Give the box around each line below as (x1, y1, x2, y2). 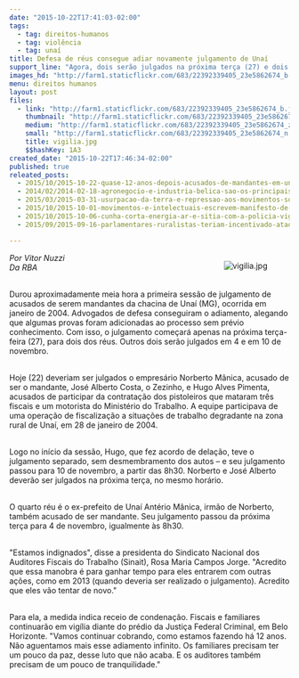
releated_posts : (9, 170, 69, 179)
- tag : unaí (17, 46, 62, 55)
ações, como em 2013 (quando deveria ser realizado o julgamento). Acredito (9, 576, 290, 586)
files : (9, 95, 34, 105)
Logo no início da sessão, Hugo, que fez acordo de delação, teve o (9, 446, 255, 457)
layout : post (9, 87, 58, 96)
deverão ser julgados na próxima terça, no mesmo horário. (9, 474, 224, 486)
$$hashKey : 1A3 (25, 145, 82, 154)
